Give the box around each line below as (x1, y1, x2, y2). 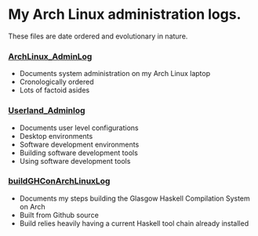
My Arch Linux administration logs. (8, 5, 242, 24)
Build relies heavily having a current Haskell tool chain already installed (19, 218, 249, 228)
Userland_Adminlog (8, 105, 85, 116)
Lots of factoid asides (19, 85, 90, 95)
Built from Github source (19, 210, 100, 220)
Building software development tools (19, 147, 139, 158)
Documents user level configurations (19, 123, 139, 133)
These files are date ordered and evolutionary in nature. (8, 31, 188, 41)
